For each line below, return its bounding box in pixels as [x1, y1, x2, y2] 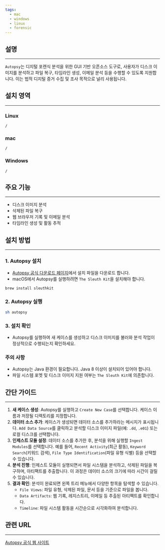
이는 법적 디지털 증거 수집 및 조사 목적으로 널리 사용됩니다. [15, 76, 127, 82]
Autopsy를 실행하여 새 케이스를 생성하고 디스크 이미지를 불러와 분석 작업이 [12, 334, 155, 340]
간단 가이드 [5, 388, 37, 397]
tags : [5, 7, 16, 12]
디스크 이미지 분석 [12, 202, 47, 208]
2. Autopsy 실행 [5, 298, 43, 305]
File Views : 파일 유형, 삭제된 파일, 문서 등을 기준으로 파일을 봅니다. [19, 487, 149, 492]
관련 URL [5, 521, 31, 529]
